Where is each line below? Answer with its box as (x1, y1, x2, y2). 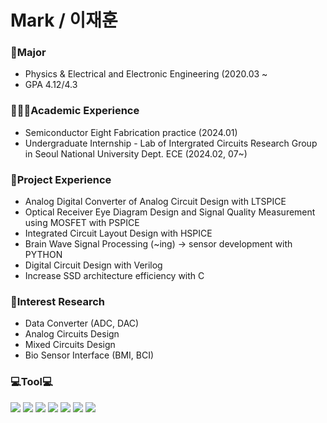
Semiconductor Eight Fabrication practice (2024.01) (24, 126, 238, 138)
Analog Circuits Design (24, 328, 120, 340)
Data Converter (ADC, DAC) (24, 317, 140, 330)
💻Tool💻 (10, 375, 53, 389)
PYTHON (24, 249, 63, 261)
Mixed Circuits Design (24, 339, 116, 351)
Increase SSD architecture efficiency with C (24, 270, 205, 282)
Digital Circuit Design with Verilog (24, 259, 163, 271)
